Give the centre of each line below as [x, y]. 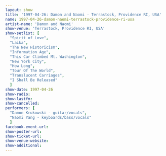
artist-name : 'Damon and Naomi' [39, 24]
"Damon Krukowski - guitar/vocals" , [48, 113]
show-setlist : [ [22, 33]
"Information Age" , [30, 52]
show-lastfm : [19, 99]
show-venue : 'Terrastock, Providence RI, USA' [55, 29]
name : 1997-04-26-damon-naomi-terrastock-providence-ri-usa [70, 19]
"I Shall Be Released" [34, 80]
